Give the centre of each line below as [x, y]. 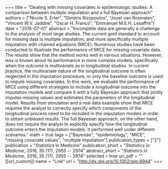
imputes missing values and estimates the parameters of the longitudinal [80, 97]
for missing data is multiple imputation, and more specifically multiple [77, 39]
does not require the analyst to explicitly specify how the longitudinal [76, 124]
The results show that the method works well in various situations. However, [84, 55]
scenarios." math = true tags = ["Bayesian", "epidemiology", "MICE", [75, 135]
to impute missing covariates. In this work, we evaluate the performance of [82, 81]
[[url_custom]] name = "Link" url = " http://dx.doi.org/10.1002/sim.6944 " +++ [84, 161]
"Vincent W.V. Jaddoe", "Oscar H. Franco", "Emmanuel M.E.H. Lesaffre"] [80, 23]
